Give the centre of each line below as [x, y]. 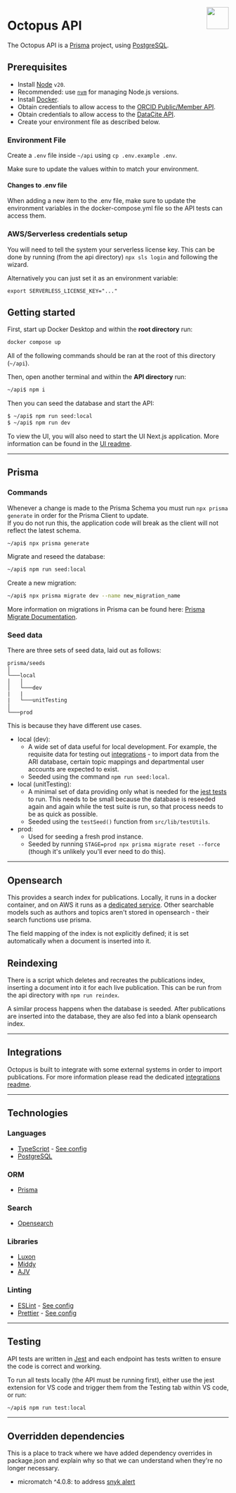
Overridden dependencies [66, 1436]
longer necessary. [33, 1468]
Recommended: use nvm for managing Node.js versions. [98, 92]
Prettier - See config [47, 1313]
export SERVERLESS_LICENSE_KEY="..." [63, 291]
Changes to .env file [37, 185]
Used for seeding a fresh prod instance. [86, 837]
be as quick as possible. [63, 814]
